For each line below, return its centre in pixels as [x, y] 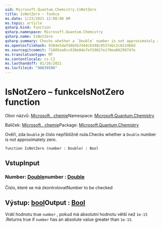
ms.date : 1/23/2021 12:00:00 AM [38, 18]
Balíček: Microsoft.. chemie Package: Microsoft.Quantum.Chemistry [72, 125]
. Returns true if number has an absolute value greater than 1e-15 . [69, 219]
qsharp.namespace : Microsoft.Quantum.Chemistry [54, 32]
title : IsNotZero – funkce [32, 14]
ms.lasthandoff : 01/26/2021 [33, 63]
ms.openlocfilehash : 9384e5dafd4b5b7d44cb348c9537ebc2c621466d [70, 45]
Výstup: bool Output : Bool [45, 203]
